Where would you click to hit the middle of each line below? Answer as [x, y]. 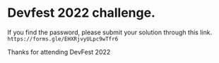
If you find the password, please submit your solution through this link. [110, 32]
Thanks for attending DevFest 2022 [59, 52]
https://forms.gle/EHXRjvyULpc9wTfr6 [63, 39]
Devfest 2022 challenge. [81, 13]
